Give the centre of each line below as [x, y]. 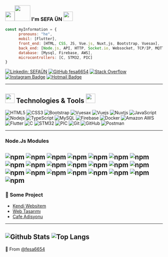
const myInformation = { [31, 30]
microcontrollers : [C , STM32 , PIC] [55, 58]
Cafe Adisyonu [28, 216]
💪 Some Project [24, 195]
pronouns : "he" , [35, 34]
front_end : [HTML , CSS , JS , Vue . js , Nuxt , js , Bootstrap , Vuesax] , [89, 43]
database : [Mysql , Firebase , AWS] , [55, 53]
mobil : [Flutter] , [37, 39]
